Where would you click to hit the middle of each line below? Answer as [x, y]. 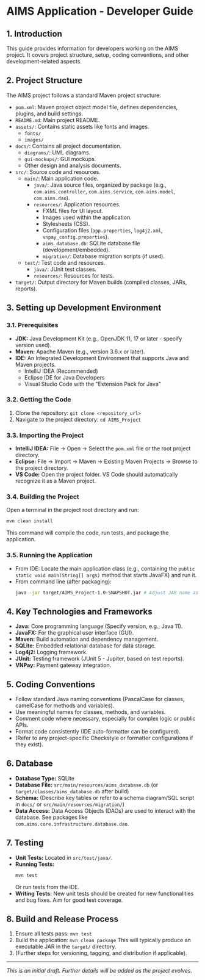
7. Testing [25, 843]
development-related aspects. [44, 61]
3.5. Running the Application [49, 555]
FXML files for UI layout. [73, 211]
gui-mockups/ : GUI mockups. [60, 159]
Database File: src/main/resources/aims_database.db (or [87, 785]
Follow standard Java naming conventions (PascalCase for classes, [100, 699]
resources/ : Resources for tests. [74, 275]
